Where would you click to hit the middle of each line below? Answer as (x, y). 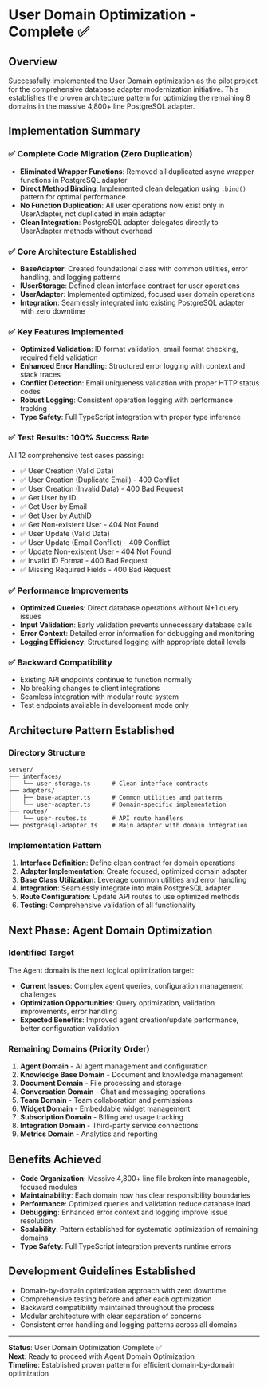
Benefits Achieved (55, 1159)
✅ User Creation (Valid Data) (67, 470)
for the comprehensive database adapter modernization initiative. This (124, 89)
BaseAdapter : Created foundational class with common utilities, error (134, 268)
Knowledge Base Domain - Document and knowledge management (131, 1075)
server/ (21, 769)
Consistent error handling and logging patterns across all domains (128, 1324)
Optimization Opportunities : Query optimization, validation (117, 1002)
